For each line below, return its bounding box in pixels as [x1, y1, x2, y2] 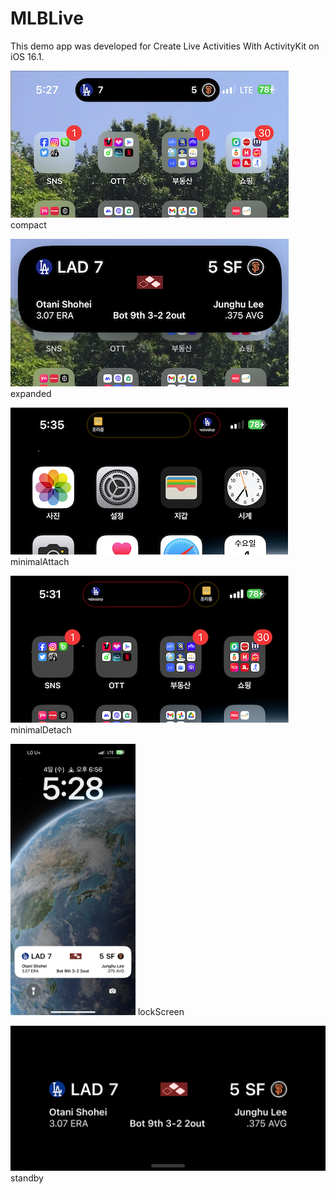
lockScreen [137, 1005, 185, 1017]
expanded [10, 387, 52, 399]
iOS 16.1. [10, 50, 45, 62]
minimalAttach [10, 555, 70, 567]
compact [10, 218, 47, 231]
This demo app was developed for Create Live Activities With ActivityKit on [10, 40, 320, 52]
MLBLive [10, 7, 84, 30]
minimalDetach [10, 723, 72, 736]
